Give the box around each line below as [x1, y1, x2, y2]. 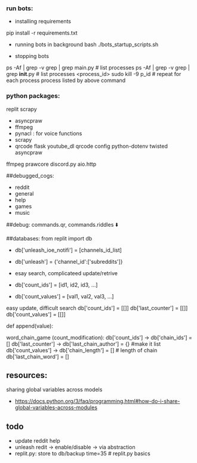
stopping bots [14, 53, 50, 60]
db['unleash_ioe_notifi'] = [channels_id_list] [14, 246, 122, 254]
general [14, 190, 34, 197]
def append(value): [6, 322, 54, 330]
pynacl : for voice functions [14, 130, 82, 137]
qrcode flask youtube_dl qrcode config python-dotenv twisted [14, 142, 168, 150]
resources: [6, 370, 48, 380]
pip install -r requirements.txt [6, 29, 78, 36]
